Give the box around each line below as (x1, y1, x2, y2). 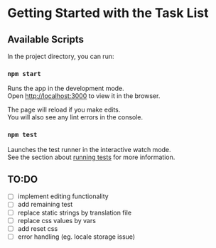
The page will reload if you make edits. (7, 105, 121, 114)
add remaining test (17, 200, 73, 209)
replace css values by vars (17, 216, 96, 225)
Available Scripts (7, 33, 84, 45)
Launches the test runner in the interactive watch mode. (7, 145, 172, 153)
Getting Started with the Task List (7, 5, 209, 21)
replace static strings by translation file (17, 208, 132, 217)
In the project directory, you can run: (7, 52, 114, 60)
